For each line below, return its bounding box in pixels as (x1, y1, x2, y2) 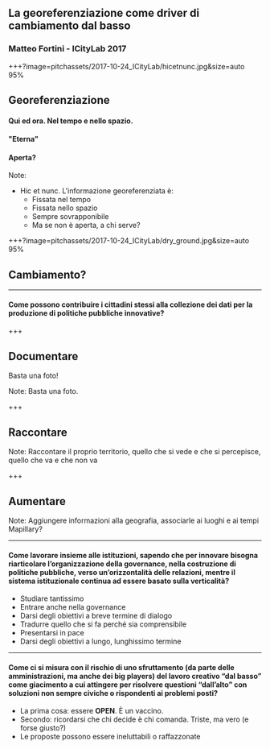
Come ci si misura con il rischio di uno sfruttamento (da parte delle (8, 662, 235, 672)
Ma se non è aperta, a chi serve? (31, 221, 141, 230)
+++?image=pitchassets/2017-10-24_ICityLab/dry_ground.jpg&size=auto (8, 236, 250, 246)
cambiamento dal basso (8, 19, 131, 33)
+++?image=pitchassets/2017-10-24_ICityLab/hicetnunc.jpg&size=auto (8, 61, 245, 71)
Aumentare (8, 495, 67, 508)
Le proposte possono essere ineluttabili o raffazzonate (19, 732, 201, 742)
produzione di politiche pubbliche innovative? (8, 308, 165, 317)
